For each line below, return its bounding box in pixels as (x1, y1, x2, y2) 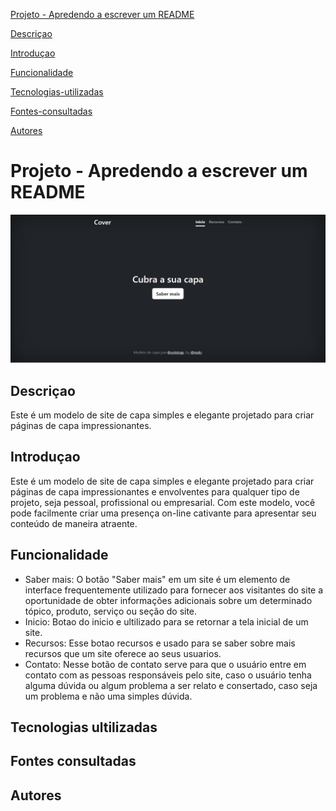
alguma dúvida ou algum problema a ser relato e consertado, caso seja (24, 679, 318, 691)
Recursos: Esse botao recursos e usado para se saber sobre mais (24, 637, 296, 649)
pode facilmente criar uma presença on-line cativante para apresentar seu (10, 507, 317, 519)
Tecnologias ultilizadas (10, 719, 158, 736)
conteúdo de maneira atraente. (10, 517, 138, 529)
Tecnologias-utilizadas (10, 86, 104, 98)
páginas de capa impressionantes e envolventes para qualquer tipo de (10, 485, 300, 498)
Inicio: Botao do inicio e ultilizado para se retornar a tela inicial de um (24, 615, 309, 628)
